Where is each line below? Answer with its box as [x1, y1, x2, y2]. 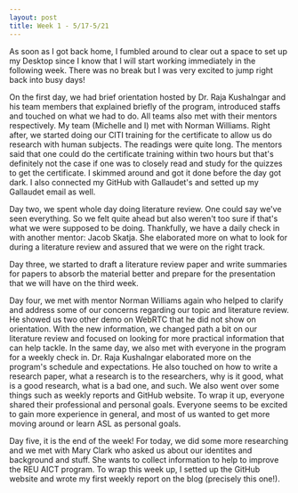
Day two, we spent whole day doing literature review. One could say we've [9, 203, 282, 214]
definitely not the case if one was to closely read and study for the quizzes [9, 158, 283, 168]
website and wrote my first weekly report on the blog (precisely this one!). [9, 473, 280, 484]
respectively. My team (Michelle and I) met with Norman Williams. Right [9, 119, 271, 130]
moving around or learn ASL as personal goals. [9, 418, 181, 429]
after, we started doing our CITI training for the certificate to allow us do [9, 129, 273, 140]
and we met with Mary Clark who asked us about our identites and [9, 445, 253, 456]
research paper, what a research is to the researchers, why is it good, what [9, 371, 284, 382]
